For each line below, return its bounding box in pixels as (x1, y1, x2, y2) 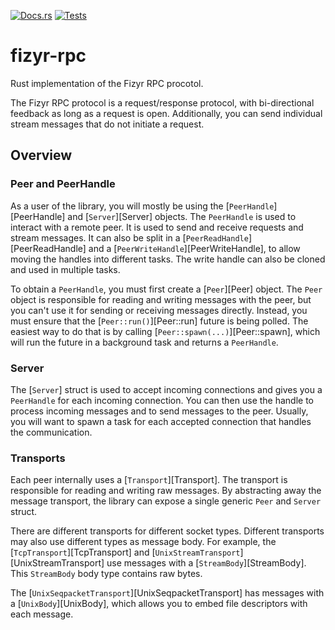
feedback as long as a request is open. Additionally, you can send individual (10, 107, 323, 119)
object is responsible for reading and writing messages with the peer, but (10, 293, 312, 305)
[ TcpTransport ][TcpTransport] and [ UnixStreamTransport (10, 546, 241, 559)
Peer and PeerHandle (10, 177, 116, 191)
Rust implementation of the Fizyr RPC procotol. (10, 77, 204, 89)
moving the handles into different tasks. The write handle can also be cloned (10, 253, 326, 265)
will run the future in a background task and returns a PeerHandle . (10, 336, 279, 348)
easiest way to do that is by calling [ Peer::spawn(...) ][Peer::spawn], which (10, 325, 321, 337)
